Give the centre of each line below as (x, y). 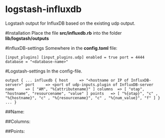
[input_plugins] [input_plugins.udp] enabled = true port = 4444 (75, 57)
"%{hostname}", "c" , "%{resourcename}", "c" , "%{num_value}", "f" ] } (83, 98)
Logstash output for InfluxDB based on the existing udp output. (70, 23)
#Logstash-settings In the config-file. (44, 71)
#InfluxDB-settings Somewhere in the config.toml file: (61, 48)
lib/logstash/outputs (27, 38)
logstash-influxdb (43, 9)
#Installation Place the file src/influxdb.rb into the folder (63, 33)
